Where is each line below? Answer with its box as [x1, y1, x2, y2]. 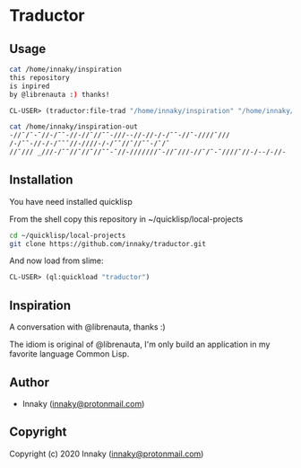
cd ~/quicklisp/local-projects [9, 231, 126, 240]
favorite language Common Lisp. [9, 349, 130, 359]
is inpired [9, 82, 50, 91]
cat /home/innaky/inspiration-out [9, 122, 139, 131]
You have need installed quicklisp [9, 196, 133, 207]
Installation [9, 172, 73, 188]
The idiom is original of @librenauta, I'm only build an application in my [9, 339, 271, 350]
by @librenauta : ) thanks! [9, 90, 110, 99]
